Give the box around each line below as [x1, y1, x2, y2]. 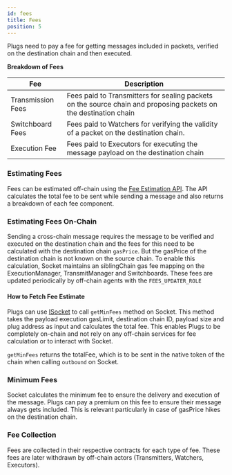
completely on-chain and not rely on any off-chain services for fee [7, 330, 197, 338]
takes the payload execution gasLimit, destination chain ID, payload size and [7, 315, 224, 323]
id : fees [7, 10, 32, 17]
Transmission [10, 95, 55, 105]
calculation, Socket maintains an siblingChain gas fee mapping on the [7, 261, 205, 270]
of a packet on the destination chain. [66, 128, 185, 138]
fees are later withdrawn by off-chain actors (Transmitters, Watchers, [7, 453, 204, 461]
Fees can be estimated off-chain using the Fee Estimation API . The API [7, 184, 209, 192]
